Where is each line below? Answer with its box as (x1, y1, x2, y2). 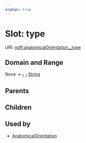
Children (5, 103, 32, 111)
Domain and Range (5, 58, 64, 66)
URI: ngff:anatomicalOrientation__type (5, 44, 81, 50)
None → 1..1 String (5, 71, 40, 79)
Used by (5, 120, 31, 128)
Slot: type (5, 28, 45, 39)
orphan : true (5, 7, 32, 12)
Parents (5, 86, 29, 95)
